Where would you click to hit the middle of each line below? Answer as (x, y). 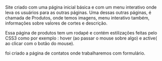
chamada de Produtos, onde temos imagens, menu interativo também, (77, 18)
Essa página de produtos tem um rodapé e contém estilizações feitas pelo (81, 33)
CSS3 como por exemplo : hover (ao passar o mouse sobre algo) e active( (81, 38)
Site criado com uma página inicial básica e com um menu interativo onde (81, 7)
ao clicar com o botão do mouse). (40, 43)
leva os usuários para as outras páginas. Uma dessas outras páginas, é (78, 12)
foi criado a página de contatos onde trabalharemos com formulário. (75, 53)
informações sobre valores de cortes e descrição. (56, 23)
